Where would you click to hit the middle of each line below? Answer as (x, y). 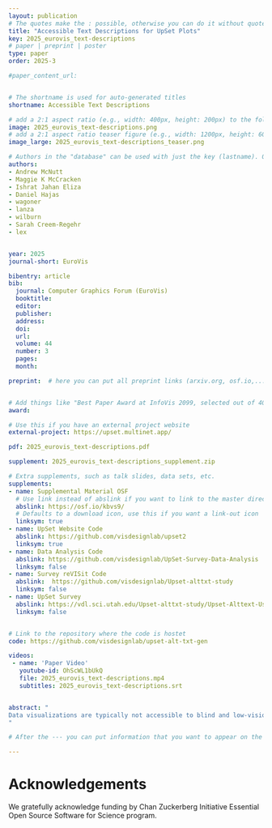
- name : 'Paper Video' (50, 664)
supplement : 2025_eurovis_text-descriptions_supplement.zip (112, 462)
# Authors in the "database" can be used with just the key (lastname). (134, 157)
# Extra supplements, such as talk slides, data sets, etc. (112, 476)
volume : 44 (34, 344)
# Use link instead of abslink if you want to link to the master (130, 499)
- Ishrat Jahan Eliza (45, 187)
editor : (29, 306)
